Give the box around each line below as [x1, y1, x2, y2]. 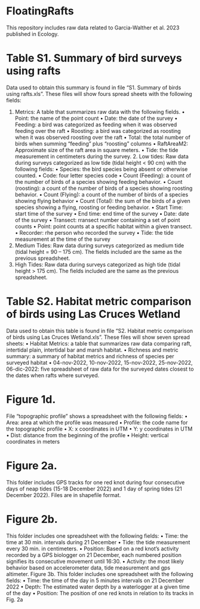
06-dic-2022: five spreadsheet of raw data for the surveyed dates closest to [6, 365, 194, 372]
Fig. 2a [6, 596, 23, 603]
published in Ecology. [6, 30, 59, 37]
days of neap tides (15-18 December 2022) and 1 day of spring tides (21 [6, 485, 182, 492]
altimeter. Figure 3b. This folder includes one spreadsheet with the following [6, 570, 193, 577]
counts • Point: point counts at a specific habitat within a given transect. [14, 223, 193, 230]
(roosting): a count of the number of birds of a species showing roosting [14, 184, 193, 192]
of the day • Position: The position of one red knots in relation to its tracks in [6, 589, 194, 596]
